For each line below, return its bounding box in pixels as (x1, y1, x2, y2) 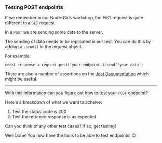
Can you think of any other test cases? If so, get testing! (5, 123, 116, 129)
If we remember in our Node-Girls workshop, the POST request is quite (5, 15, 144, 21)
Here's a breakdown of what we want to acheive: (5, 100, 102, 105)
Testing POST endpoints (5, 4, 64, 11)
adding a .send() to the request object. (5, 44, 83, 50)
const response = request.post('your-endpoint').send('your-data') (5, 62, 144, 68)
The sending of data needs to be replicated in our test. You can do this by (5, 39, 151, 44)
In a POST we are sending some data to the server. (5, 29, 104, 35)
